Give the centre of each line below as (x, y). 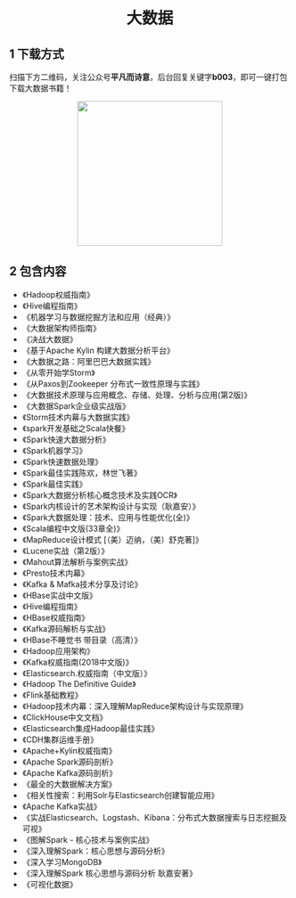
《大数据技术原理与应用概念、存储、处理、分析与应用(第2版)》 (137, 395)
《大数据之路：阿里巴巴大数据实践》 (89, 361)
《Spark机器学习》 (54, 450)
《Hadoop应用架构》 (58, 650)
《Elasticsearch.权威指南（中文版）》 (87, 673)
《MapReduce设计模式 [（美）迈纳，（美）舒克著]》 (112, 539)
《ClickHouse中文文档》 (65, 717)
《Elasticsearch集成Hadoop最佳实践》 (90, 728)
